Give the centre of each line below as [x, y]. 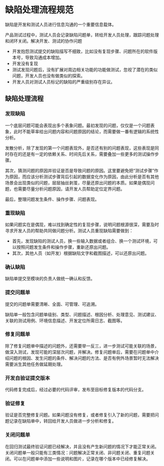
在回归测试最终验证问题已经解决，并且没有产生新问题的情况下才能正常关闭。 [82, 446]
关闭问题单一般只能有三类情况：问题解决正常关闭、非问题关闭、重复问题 [78, 452]
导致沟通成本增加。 [44, 57]
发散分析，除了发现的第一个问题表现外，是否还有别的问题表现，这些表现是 [80, 148]
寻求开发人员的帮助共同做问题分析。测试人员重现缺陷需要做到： [69, 230]
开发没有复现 [25, 63]
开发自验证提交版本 [28, 378]
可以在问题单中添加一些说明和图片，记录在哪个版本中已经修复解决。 [82, 459]
